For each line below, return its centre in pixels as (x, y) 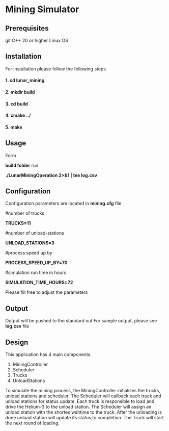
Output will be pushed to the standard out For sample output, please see (81, 321)
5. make (14, 127)
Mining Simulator (42, 9)
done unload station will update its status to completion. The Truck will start (84, 418)
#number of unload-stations (35, 233)
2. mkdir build (20, 92)
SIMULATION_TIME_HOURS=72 (39, 283)
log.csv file (17, 326)
